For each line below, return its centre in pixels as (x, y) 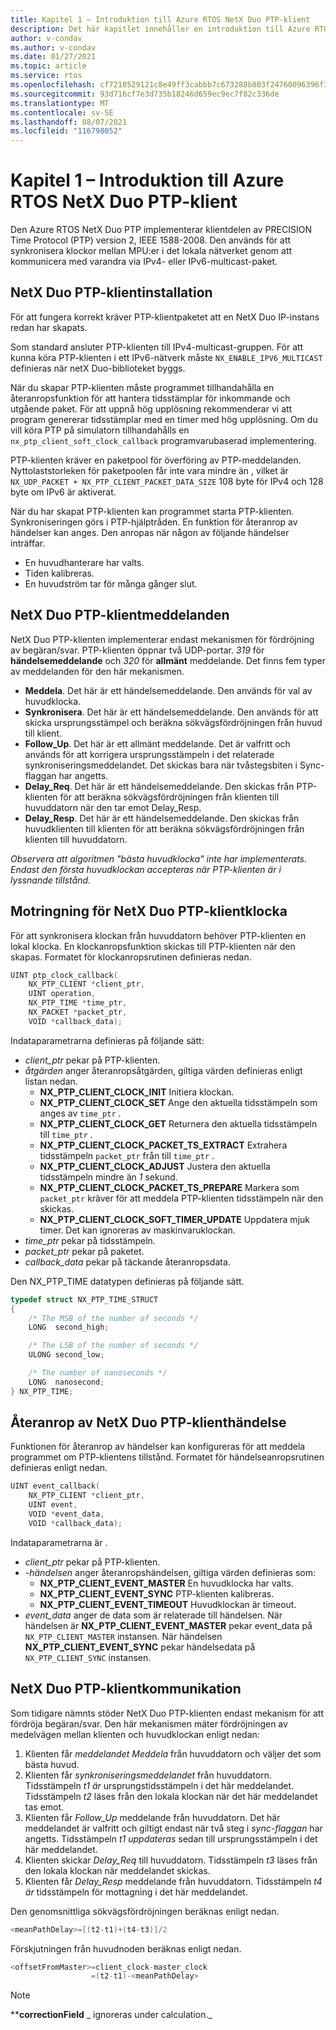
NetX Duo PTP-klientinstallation (111, 292)
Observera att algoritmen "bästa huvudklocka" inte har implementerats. (159, 858)
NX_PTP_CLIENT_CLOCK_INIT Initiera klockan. (137, 1092)
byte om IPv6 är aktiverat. (63, 492)
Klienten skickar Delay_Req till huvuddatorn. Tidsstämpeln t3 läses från (171, 1860)
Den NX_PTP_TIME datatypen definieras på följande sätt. (127, 1281)
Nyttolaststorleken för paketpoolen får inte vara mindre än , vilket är (149, 470)
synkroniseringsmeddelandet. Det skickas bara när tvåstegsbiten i (161, 765)
